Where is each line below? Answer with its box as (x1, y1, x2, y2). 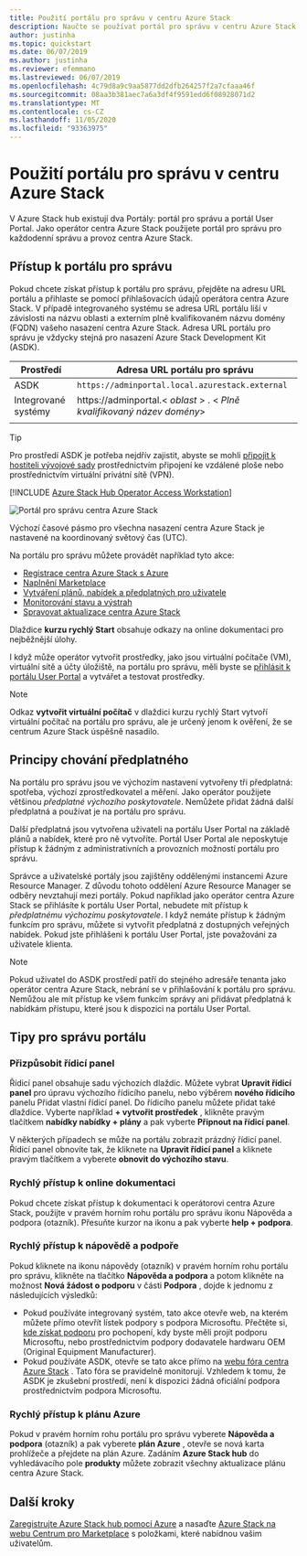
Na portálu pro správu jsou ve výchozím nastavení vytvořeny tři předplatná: (9, 777, 293, 788)
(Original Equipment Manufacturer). (22, 1346, 157, 1357)
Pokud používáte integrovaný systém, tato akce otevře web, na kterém (22, 1307, 289, 1318)
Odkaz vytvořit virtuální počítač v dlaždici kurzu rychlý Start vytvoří (9, 706, 268, 717)
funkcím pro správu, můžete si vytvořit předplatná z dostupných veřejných (9, 918, 290, 929)
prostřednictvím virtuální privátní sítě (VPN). (9, 468, 175, 480)
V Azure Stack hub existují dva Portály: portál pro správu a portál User (9, 212, 274, 224)
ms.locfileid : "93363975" (9, 124, 108, 134)
